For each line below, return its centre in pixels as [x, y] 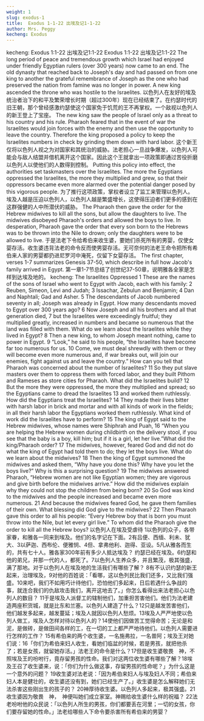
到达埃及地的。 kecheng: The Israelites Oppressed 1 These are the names [104, 277]
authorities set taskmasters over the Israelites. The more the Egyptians [95, 172]
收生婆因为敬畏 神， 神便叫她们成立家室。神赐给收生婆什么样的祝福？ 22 [100, 697]
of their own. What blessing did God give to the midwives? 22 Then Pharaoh [101, 510]
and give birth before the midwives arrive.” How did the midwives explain [98, 484]
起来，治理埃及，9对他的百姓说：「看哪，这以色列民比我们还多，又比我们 [97, 575]
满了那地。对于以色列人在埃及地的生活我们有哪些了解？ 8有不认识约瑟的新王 [102, 567]
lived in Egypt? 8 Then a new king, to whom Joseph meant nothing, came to [101, 336]
